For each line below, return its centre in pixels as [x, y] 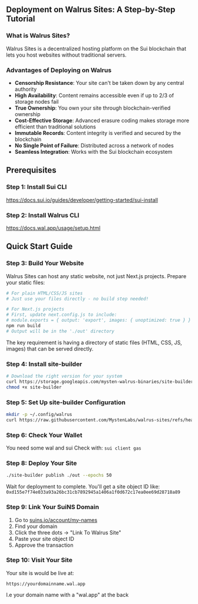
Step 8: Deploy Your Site [42, 463]
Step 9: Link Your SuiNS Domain [52, 507]
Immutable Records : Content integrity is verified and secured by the [98, 133]
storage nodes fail [37, 101]
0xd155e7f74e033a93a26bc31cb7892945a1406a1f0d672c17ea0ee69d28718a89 [93, 492]
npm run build [24, 326]
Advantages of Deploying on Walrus [59, 70]
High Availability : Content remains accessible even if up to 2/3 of [94, 95]
